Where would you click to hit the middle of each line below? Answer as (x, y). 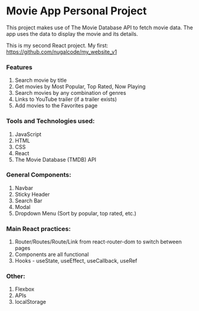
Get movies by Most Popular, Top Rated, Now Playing (80, 87)
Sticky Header (32, 194)
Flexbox (24, 289)
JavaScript (28, 134)
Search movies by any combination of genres (70, 93)
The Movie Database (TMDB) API (55, 159)
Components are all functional (52, 254)
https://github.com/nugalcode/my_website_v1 (62, 51)
